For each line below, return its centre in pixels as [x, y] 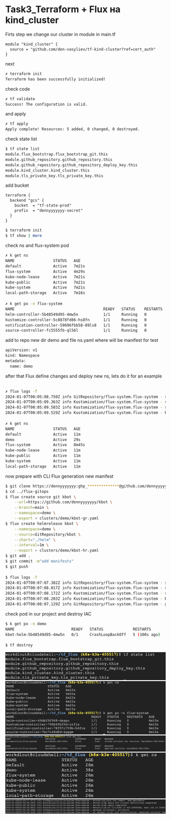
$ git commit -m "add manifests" [39, 561]
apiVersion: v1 [21, 350]
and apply [16, 114]
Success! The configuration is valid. [46, 104]
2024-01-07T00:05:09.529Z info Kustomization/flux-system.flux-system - [84, 413]
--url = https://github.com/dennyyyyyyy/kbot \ [64, 502]
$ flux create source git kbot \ [41, 497]
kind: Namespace [22, 356]
